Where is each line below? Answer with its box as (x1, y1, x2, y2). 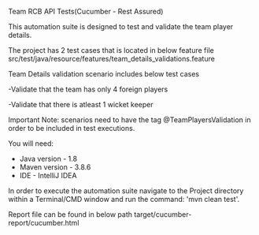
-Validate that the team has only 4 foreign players (8, 84, 168, 94)
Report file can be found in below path (8, 210, 132, 219)
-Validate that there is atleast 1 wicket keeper (8, 100, 154, 109)
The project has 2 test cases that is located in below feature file (8, 46, 214, 54)
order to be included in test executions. (8, 124, 135, 132)
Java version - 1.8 (19, 154, 77, 163)
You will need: (8, 139, 54, 148)
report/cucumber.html (8, 218, 80, 227)
